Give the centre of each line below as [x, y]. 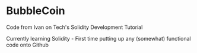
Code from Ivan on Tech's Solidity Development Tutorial [74, 27]
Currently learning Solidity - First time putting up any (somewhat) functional [99, 38]
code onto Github [28, 45]
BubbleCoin [36, 11]
